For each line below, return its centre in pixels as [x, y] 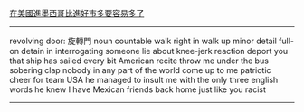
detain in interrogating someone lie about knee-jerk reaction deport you [155, 51]
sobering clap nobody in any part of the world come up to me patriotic [140, 70]
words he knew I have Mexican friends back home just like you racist [138, 89]
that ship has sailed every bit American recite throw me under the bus [139, 61]
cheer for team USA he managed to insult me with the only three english [144, 80]
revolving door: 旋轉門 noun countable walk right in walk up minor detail [143, 41]
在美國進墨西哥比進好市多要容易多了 [77, 13]
